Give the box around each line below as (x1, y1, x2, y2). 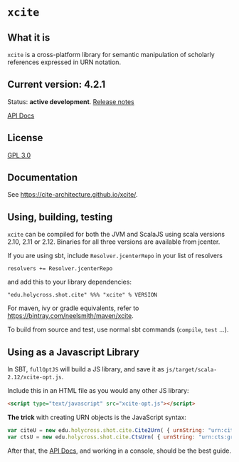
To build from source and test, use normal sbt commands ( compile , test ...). (7, 325, 229, 334)
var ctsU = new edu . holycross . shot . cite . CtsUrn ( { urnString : (7, 433, 196, 441)
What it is (7, 31, 51, 43)
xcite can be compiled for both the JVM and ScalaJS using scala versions (7, 230, 225, 239)
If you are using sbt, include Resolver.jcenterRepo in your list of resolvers (7, 252, 223, 260)
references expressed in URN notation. (7, 58, 122, 66)
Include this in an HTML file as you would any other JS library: (7, 386, 189, 395)
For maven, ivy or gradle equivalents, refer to (7, 304, 139, 312)
